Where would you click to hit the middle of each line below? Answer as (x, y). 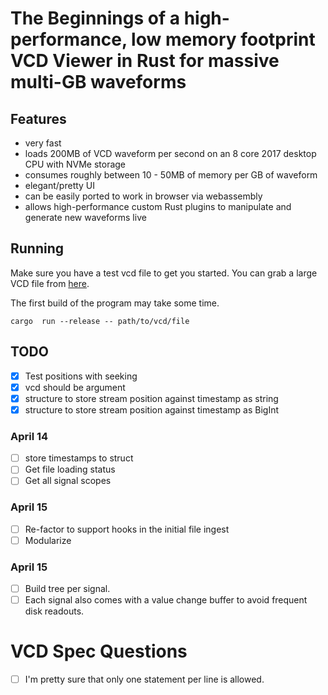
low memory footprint (223, 39)
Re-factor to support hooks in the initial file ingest (127, 529)
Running (37, 248)
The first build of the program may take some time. (115, 303)
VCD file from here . (50, 283)
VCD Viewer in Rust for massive (145, 61)
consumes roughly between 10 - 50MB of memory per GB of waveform (171, 175)
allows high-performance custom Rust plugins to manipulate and (158, 206)
